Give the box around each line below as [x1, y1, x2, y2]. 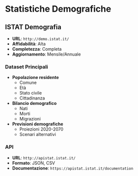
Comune [19, 79, 37, 86]
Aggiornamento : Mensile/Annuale [12, 51, 81, 57]
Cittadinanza [19, 95, 45, 101]
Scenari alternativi [19, 132, 56, 137]
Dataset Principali [5, 63, 48, 70]
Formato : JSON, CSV [12, 160, 55, 166]
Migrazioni [19, 116, 41, 122]
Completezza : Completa [12, 46, 62, 52]
